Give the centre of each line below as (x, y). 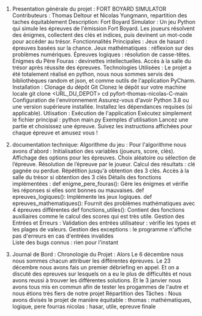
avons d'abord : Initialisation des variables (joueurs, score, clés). (93, 151)
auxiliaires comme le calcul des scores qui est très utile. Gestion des (98, 216)
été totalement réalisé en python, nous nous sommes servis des (93, 74)
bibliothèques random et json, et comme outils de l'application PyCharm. (104, 80)
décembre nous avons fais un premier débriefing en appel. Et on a (95, 267)
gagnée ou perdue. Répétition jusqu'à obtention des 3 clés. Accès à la (101, 171)
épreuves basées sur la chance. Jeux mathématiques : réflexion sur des (103, 48)
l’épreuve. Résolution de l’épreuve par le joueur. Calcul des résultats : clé (104, 164)
